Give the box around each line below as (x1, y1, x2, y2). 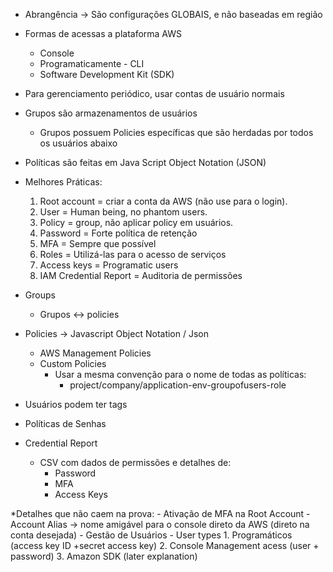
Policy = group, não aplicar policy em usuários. (39, 217, 234, 228)
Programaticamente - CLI (39, 58, 145, 69)
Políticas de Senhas (24, 418, 107, 429)
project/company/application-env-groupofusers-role (69, 379, 287, 391)
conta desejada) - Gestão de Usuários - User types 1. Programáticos (10, 529, 293, 541)
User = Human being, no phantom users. (39, 206, 208, 218)
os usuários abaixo (39, 137, 118, 149)
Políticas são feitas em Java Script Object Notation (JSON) (24, 157, 267, 168)
